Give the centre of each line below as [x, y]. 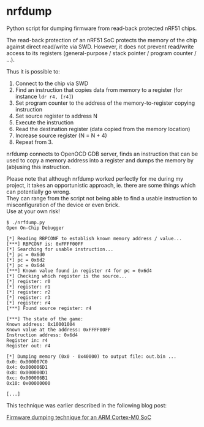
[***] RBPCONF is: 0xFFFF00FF [45, 244]
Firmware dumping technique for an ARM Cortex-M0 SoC [79, 417]
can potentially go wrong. [39, 192]
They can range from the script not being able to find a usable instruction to [102, 198]
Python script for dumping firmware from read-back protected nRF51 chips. [102, 28]
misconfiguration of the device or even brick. [63, 205]
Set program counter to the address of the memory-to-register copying [105, 103]
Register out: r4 [28, 346]
